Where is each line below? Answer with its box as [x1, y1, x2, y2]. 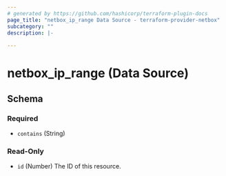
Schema [7, 92, 43, 104]
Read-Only [7, 146, 45, 156]
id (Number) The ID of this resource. [17, 162, 122, 170]
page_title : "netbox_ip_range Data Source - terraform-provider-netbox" [7, 17, 220, 23]
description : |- [7, 29, 54, 37]
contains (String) [17, 129, 65, 137]
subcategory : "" [7, 23, 54, 30]
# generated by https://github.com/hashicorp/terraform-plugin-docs [7, 10, 208, 17]
